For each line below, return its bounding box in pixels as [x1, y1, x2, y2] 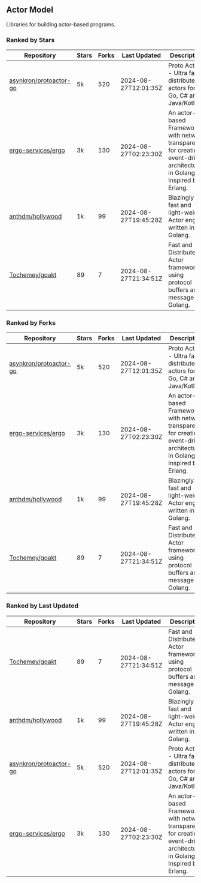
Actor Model [6, 5, 54, 15]
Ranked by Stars [6, 35, 55, 44]
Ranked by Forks [6, 319, 56, 327]
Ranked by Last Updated [6, 601, 79, 610]
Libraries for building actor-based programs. [6, 20, 115, 28]
